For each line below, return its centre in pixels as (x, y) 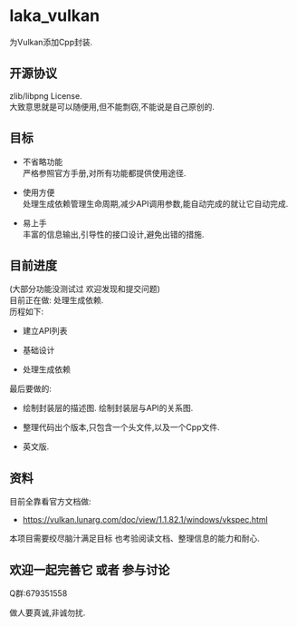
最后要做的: (31, 389)
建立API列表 (45, 331)
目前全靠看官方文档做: (51, 502)
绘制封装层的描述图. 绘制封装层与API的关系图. (108, 408)
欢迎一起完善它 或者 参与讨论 (90, 569)
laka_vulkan (55, 16)
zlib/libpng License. (46, 95)
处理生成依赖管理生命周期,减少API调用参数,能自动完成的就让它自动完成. (155, 203)
